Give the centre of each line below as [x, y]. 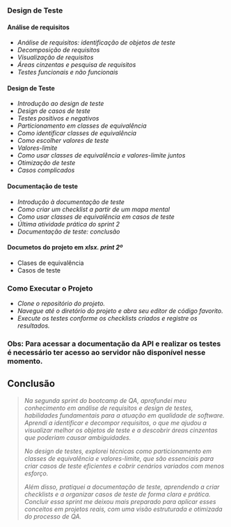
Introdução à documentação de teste [71, 201]
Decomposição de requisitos [58, 50]
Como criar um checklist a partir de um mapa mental [94, 209]
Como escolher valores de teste [63, 141]
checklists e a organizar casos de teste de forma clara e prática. [117, 494]
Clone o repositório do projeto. [61, 304]
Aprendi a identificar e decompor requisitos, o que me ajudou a [115, 422]
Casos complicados [46, 170]
